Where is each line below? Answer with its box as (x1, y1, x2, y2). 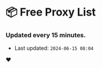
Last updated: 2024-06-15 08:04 (14, 45, 94, 52)
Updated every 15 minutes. (5, 31, 86, 40)
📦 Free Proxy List (5, 5, 96, 19)
